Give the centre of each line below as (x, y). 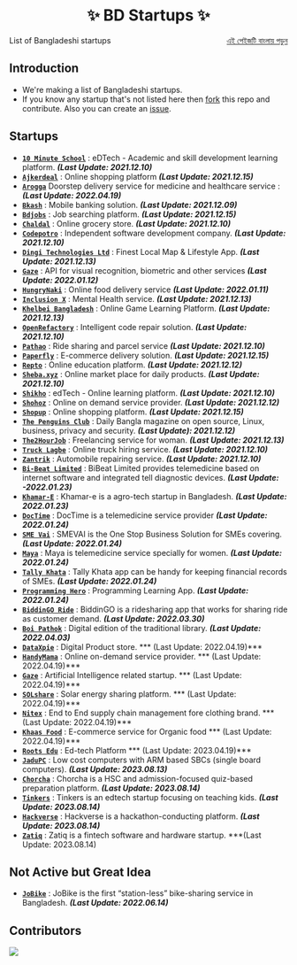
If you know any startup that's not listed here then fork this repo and (146, 99)
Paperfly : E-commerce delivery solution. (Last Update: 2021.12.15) (145, 355)
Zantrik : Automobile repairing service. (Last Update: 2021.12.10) (141, 459)
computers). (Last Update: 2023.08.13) (95, 769)
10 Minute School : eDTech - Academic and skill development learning (150, 158)
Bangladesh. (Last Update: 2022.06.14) (95, 903)
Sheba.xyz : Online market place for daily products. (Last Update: (141, 374)
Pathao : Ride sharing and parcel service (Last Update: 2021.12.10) (143, 345)
